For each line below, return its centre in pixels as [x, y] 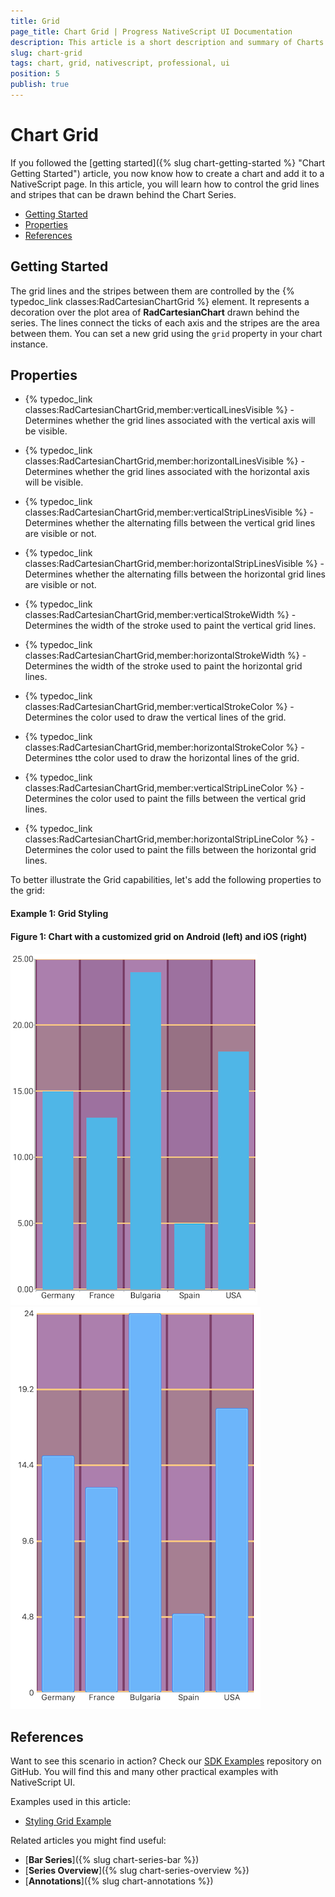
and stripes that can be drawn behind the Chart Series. [123, 194]
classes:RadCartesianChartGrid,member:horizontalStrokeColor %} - [164, 747]
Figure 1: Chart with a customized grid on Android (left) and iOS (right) [159, 936]
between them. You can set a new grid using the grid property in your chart [166, 333]
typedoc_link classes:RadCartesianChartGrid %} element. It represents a [160, 301]
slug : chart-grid [46, 53]
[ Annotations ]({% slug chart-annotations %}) [119, 1881]
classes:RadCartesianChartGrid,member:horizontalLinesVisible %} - [164, 461]
